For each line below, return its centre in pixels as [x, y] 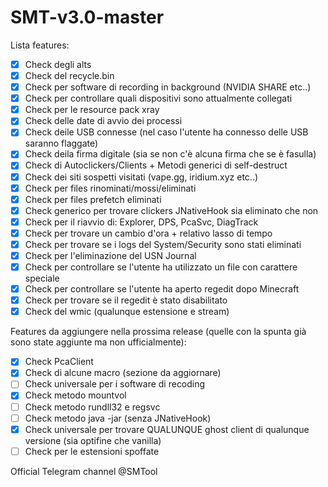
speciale [42, 278]
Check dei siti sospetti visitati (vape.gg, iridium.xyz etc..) [141, 177]
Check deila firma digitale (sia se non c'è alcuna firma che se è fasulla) [170, 154]
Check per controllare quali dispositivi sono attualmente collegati [158, 98]
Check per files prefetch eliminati [93, 199]
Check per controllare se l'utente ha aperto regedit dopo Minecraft [162, 289]
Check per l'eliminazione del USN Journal [110, 255]
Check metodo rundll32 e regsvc [92, 407]
